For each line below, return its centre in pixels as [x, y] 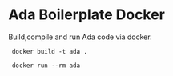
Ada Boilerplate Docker [87, 15]
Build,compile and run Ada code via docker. [80, 37]
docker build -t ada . [50, 51]
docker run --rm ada [46, 66]
